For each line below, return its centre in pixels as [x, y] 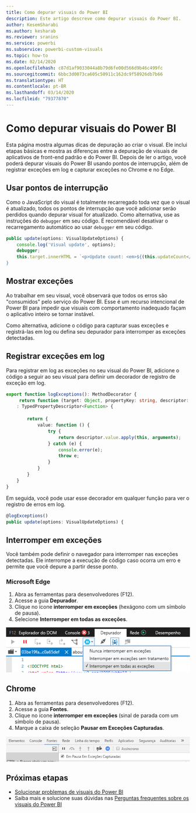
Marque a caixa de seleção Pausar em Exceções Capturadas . [89, 728]
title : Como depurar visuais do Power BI [57, 12]
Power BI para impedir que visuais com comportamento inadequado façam [96, 308]
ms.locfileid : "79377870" [37, 99]
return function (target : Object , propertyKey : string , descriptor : [104, 400]
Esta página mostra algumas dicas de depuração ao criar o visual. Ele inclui [97, 145]
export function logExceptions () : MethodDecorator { [71, 394]
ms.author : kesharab [31, 31]
